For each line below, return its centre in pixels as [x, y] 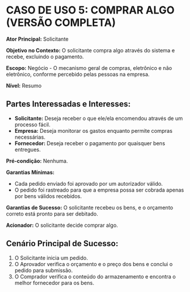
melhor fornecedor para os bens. [54, 283]
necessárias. [30, 137]
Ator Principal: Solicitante [37, 39]
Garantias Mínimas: [30, 172]
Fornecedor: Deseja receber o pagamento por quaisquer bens [90, 143]
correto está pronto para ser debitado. [52, 214]
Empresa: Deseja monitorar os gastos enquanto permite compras [93, 130]
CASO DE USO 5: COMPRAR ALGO [90, 10]
